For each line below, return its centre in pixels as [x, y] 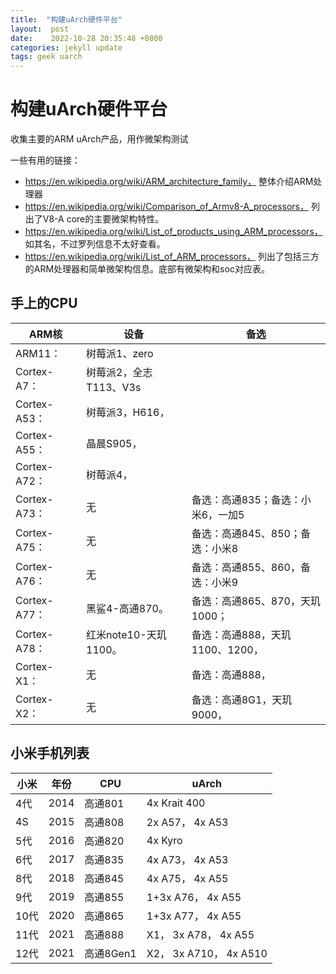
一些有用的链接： [45, 160]
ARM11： [38, 353]
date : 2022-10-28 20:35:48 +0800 [86, 38]
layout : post [40, 29]
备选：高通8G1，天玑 [242, 699]
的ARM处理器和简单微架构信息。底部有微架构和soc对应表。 [147, 269]
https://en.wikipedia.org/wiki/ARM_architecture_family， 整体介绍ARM [169, 182]
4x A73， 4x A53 [187, 859]
